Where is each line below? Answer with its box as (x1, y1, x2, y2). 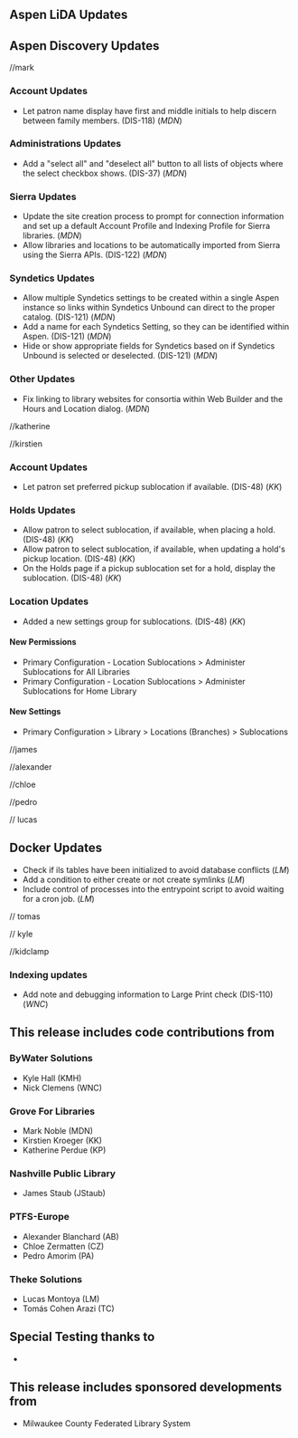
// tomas (9, 910, 41, 922)
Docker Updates (9, 840, 102, 856)
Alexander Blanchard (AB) (22, 1231, 119, 1241)
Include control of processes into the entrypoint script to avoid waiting (22, 883, 284, 895)
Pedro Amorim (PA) (22, 1250, 95, 1261)
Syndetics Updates (9, 272, 95, 284)
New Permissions (9, 637, 77, 647)
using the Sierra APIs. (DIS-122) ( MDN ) (22, 249, 168, 261)
